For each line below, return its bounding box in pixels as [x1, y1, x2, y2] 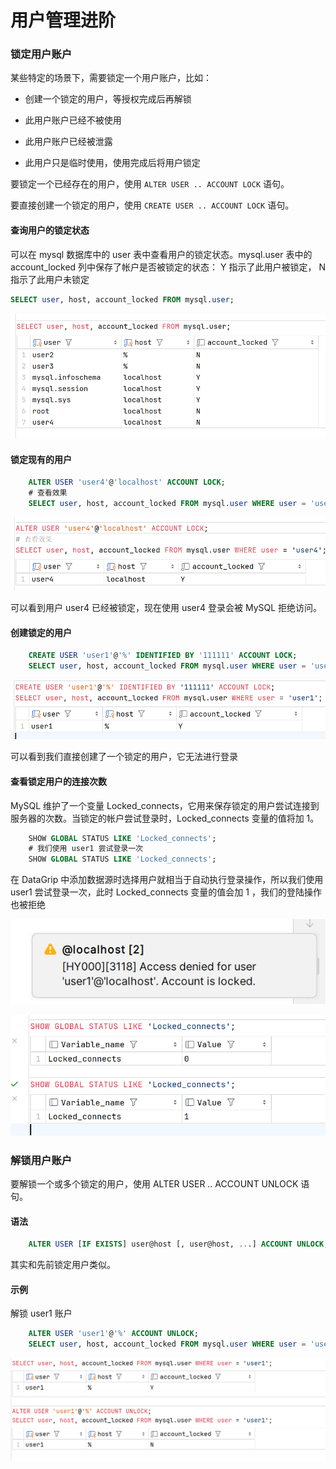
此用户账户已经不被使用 [24, 114, 122, 126]
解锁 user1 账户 [10, 1307, 73, 1320]
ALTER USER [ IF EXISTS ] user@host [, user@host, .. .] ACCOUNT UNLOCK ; [28, 1239, 329, 1250]
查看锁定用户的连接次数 [10, 775, 107, 787]
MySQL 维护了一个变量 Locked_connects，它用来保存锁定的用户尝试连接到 [10, 799, 320, 811]
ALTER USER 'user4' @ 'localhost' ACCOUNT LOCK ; [28, 477, 226, 488]
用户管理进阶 [10, 9, 117, 32]
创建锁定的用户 [10, 626, 72, 638]
